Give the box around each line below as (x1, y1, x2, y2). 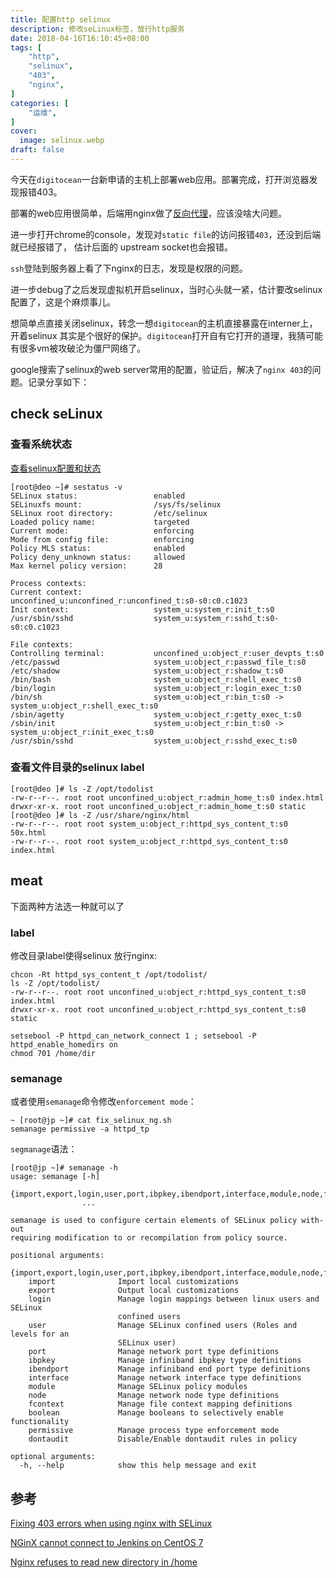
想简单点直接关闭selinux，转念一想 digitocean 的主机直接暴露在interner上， (10, 317, 318, 329)
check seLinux (10, 406, 103, 423)
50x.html (10, 827, 47, 838)
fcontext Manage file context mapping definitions (28, 1399, 293, 1410)
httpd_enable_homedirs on (10, 1039, 118, 1050)
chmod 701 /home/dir (10, 1048, 97, 1058)
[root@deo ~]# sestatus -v (10, 482, 123, 492)
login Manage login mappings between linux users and (28, 1294, 320, 1305)
